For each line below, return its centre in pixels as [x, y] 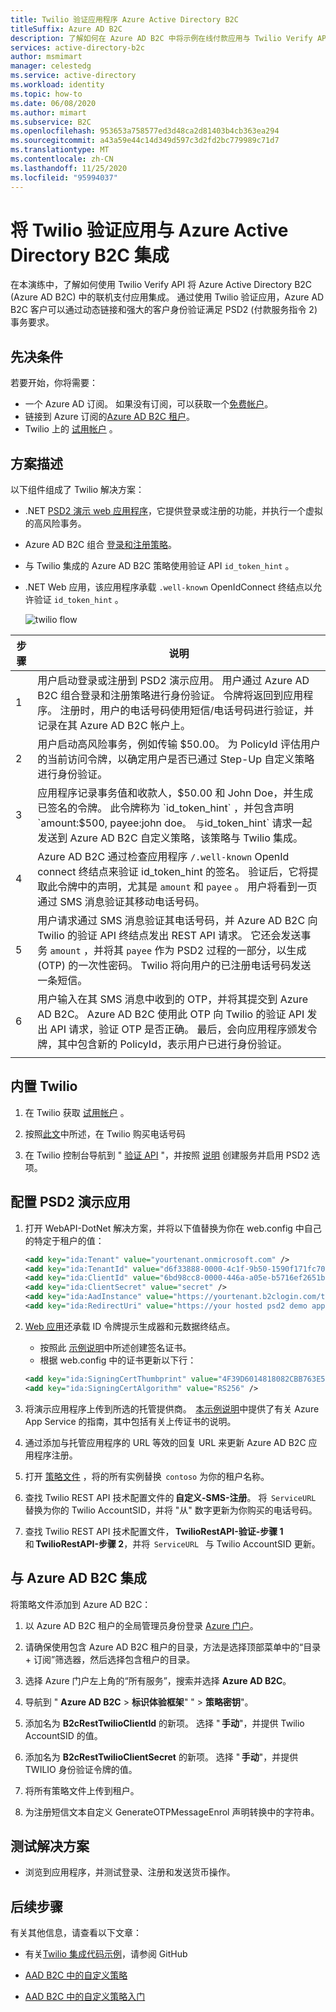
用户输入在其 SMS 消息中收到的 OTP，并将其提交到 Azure [173, 999]
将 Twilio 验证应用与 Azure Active [149, 230]
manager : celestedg [51, 66]
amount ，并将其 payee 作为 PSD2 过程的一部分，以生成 [178, 951]
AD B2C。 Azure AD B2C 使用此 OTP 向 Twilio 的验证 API [171, 1014]
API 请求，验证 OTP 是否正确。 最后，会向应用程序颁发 [178, 1029]
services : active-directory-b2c [77, 47]
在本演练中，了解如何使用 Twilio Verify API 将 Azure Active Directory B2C [161, 285]
